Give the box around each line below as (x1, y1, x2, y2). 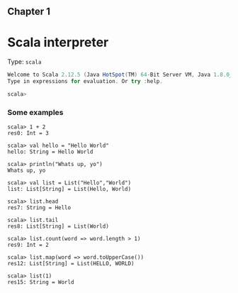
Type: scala (7, 57, 42, 66)
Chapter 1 (7, 6, 51, 18)
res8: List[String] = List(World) (7, 223, 110, 230)
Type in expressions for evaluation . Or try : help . (7, 78, 163, 85)
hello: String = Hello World (7, 148, 93, 155)
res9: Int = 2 (7, 241, 50, 249)
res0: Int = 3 (7, 130, 50, 137)
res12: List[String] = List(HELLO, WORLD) (7, 260, 135, 267)
